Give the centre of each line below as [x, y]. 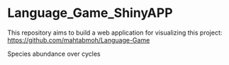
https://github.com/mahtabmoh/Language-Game [79, 40]
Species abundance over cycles [54, 54]
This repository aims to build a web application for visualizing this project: [115, 32]
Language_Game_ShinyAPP [90, 13]
